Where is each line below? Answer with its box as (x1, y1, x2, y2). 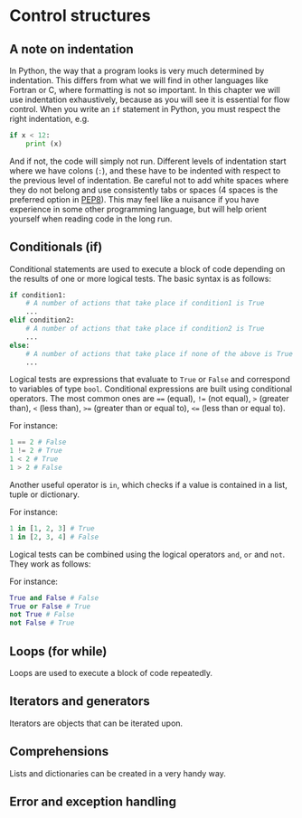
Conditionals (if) (9, 240, 103, 255)
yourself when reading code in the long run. (9, 213, 173, 224)
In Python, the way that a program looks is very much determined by (9, 65, 265, 76)
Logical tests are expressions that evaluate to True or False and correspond (9, 374, 291, 385)
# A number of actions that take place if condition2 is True (25, 324, 265, 334)
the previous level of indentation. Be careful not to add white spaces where (9, 174, 289, 185)
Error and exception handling (9, 794, 176, 810)
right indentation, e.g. (9, 114, 90, 124)
